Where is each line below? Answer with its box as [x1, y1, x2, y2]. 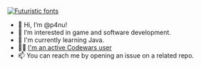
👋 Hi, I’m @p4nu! [17, 21, 68, 29]
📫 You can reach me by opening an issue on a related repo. [17, 51, 195, 60]
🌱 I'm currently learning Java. [17, 36, 105, 44]
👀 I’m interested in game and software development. [17, 29, 171, 36]
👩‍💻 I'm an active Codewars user [17, 43, 112, 51]
